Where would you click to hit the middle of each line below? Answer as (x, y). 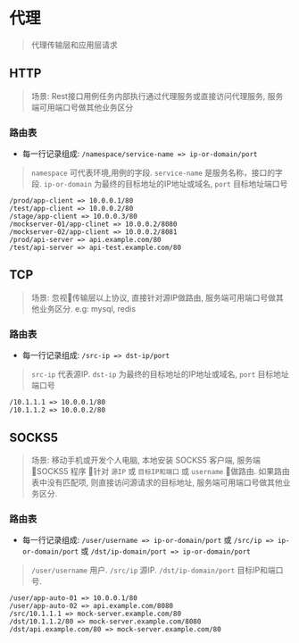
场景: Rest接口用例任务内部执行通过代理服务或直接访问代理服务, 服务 (157, 96)
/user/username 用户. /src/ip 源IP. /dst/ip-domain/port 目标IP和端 (153, 570)
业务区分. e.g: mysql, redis (87, 308)
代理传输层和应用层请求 (74, 45)
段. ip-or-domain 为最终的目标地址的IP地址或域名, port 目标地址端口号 (159, 184)
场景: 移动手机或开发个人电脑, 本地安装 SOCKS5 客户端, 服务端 (146, 460)
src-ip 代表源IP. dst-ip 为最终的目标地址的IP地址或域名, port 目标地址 (160, 374)
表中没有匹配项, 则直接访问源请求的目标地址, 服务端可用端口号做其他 (157, 482)
